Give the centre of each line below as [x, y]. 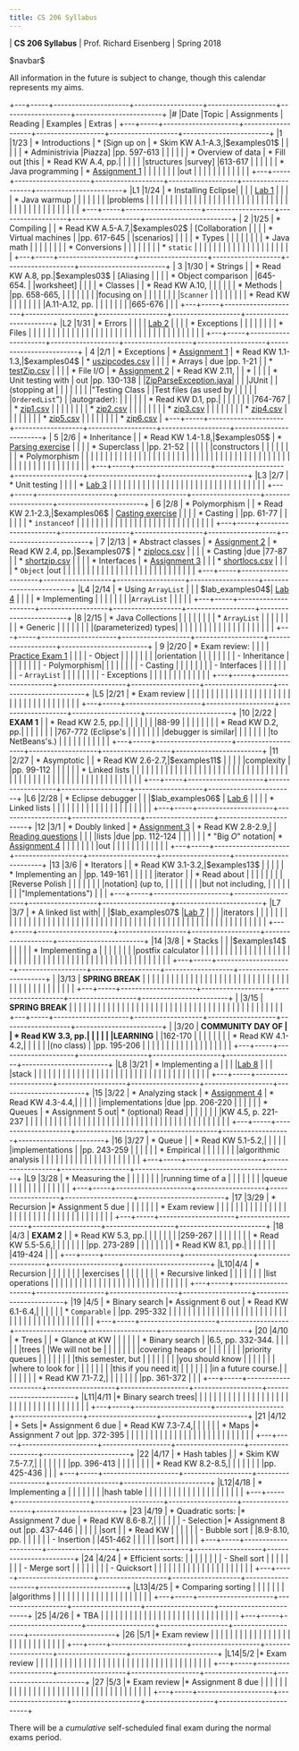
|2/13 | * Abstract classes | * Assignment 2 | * [192, 541]
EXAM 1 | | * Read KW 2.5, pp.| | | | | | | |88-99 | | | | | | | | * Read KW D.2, [144, 722]
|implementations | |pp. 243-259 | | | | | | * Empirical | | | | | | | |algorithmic [145, 1149]
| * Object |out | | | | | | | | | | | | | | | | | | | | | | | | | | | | [102, 570]
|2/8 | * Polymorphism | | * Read [223, 503]
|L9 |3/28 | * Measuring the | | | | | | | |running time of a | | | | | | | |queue [156, 1178]
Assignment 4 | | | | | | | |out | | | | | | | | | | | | [89, 845]
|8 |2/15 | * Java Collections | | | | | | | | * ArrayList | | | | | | [181, 617]
